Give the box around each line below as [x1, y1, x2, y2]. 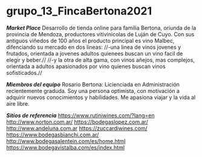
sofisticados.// [6, 69, 42, 76]
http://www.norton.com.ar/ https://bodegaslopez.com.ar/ [6, 118, 148, 125]
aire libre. [6, 100, 30, 107]
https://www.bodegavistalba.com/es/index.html [6, 144, 125, 151]
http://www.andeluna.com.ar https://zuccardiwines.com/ [6, 124, 148, 132]
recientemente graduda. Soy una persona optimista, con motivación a [6, 87, 180, 94]
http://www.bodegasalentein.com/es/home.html [6, 137, 126, 144]
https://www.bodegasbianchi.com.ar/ [6, 131, 99, 138]
